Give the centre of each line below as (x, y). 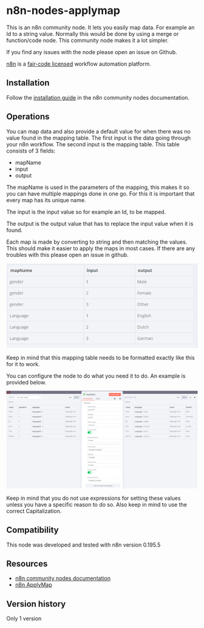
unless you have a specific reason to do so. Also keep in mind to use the (97, 504)
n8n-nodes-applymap (63, 11)
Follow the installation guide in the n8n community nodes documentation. (98, 97)
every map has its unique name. (46, 200)
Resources (27, 563)
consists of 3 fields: (31, 151)
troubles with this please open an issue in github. (67, 254)
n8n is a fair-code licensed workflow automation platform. (79, 64)
